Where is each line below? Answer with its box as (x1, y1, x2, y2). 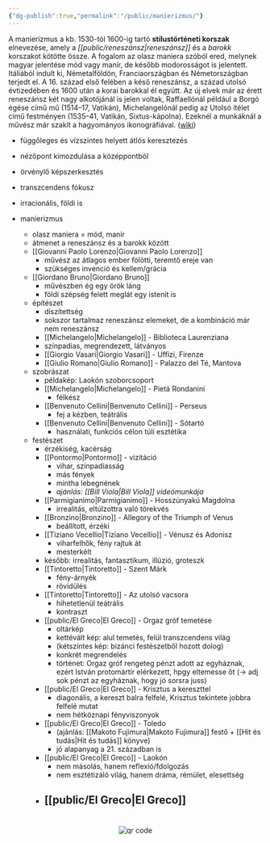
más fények (56, 469, 95, 479)
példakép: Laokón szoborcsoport (44, 375, 155, 384)
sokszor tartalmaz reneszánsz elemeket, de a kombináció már (44, 315, 250, 325)
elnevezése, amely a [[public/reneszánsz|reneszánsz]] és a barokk (8, 42, 232, 52)
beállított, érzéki (56, 521, 110, 531)
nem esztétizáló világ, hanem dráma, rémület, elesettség (56, 770, 244, 779)
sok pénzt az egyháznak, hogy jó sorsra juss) (56, 675, 207, 685)
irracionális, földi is (19, 198, 83, 208)
